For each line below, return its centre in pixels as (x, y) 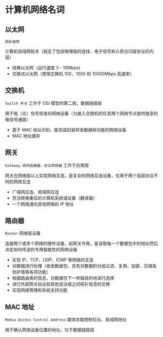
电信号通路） (18, 119)
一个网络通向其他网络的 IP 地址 (43, 204)
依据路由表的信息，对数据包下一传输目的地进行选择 (63, 278)
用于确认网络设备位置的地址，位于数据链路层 (50, 330)
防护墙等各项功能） (31, 272)
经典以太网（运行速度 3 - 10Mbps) (46, 68)
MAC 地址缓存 (26, 136)
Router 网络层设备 (23, 233)
